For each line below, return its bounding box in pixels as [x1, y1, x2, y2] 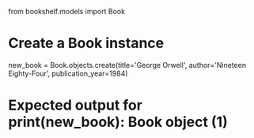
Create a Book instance [8, 35, 165, 52]
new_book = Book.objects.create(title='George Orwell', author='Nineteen [8, 60, 247, 69]
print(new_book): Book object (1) [8, 114, 228, 131]
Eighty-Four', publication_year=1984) [8, 69, 128, 78]
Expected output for [8, 96, 142, 114]
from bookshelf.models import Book [8, 7, 125, 16]
